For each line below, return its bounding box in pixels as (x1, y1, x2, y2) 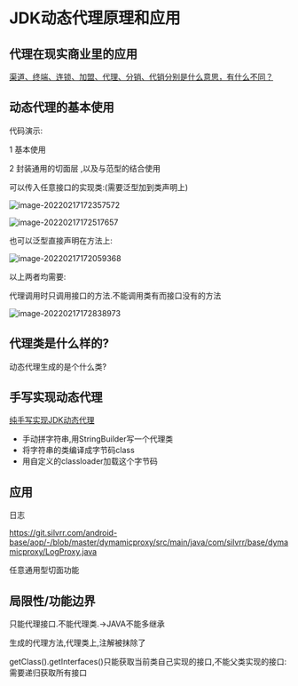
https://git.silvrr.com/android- (9, 528, 118, 538)
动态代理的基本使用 (9, 100, 114, 116)
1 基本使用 (9, 144, 46, 155)
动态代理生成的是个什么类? (9, 361, 107, 371)
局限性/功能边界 (9, 593, 96, 609)
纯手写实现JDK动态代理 (9, 415, 95, 426)
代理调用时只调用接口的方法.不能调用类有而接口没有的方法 (9, 290, 222, 300)
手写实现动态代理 (9, 390, 103, 405)
